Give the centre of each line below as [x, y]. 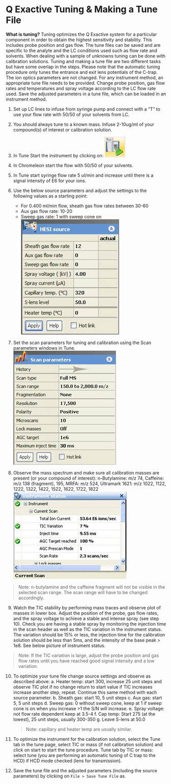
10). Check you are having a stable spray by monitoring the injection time [90, 624]
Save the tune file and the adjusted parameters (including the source [85, 770]
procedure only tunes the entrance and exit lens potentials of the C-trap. [82, 72]
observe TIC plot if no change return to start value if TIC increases [83, 687]
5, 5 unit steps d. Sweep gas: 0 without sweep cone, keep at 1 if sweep [87, 703]
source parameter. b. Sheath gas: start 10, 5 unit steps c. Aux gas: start [88, 697]
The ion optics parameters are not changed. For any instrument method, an [84, 77]
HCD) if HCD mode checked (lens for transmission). [67, 761]
